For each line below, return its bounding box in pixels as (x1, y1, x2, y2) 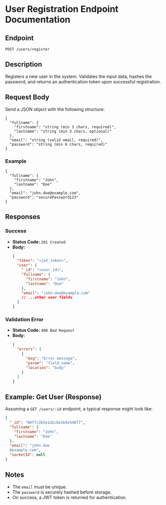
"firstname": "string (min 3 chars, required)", (14, 124, 116, 129)
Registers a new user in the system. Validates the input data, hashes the (5, 73, 152, 79)
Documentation (5, 14, 71, 25)
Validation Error (5, 316, 44, 323)
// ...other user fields (21, 295, 73, 300)
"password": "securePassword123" (9, 195, 79, 200)
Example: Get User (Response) (5, 393, 102, 401)
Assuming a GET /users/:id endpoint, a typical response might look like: (5, 406, 153, 412)
